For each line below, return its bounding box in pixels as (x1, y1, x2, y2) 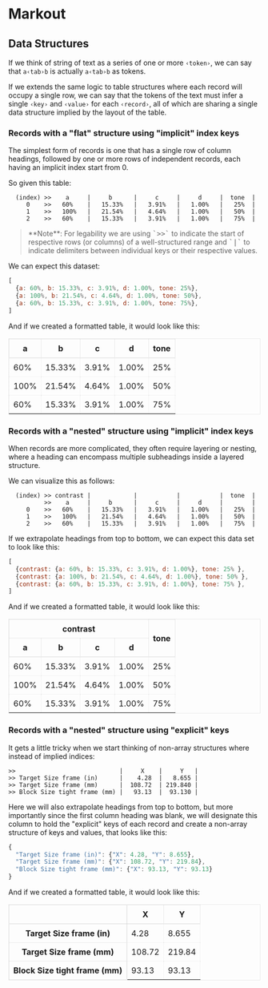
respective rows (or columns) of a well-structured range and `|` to (27, 237, 250, 247)
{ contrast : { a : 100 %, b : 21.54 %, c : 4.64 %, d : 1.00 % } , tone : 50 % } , (15, 572, 250, 581)
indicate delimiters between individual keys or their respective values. (27, 246, 258, 256)
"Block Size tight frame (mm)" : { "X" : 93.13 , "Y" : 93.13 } (15, 865, 214, 873)
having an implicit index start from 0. (8, 163, 129, 172)
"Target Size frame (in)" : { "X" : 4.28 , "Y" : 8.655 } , (15, 850, 195, 858)
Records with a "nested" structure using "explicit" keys (8, 724, 230, 736)
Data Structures (8, 37, 90, 50)
